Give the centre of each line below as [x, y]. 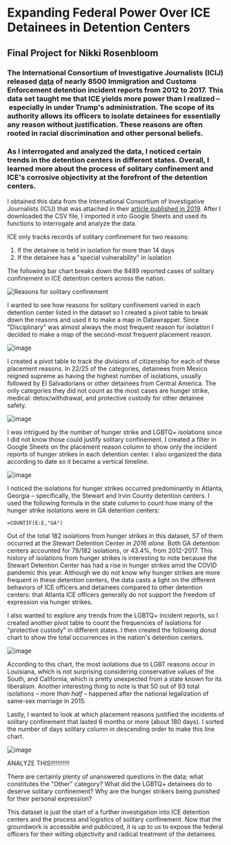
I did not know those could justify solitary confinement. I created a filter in [112, 439]
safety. [17, 405]
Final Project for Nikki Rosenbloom [83, 53]
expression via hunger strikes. [50, 602]
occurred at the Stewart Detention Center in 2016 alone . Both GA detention [113, 543]
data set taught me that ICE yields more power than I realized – [114, 98]
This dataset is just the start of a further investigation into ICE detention [109, 812]
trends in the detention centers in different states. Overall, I [108, 160]
